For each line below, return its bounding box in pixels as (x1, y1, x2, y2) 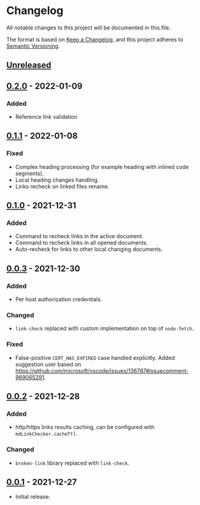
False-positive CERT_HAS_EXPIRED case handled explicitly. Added (15, 354, 176, 361)
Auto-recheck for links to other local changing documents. (15, 245, 163, 253)
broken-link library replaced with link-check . (15, 459, 130, 466)
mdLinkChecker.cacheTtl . (15, 430, 78, 438)
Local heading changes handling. (15, 176, 99, 184)
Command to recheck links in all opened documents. (15, 239, 148, 247)
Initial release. (15, 493, 51, 501)
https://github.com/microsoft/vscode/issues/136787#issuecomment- (15, 367, 189, 374)
